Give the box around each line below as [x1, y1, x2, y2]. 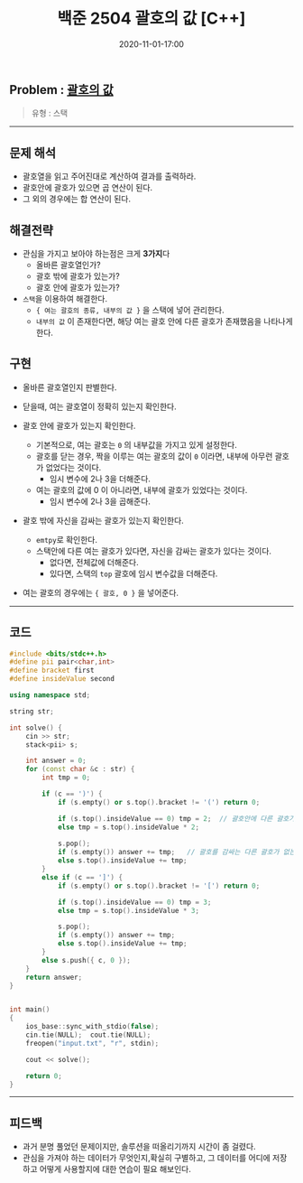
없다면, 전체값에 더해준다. [49, 556, 140, 567]
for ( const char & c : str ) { [25, 765, 135, 774]
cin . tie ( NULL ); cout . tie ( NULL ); [25, 1030, 151, 1039]
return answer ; [25, 973, 83, 982]
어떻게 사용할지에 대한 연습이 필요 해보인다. [39, 1164, 191, 1175]
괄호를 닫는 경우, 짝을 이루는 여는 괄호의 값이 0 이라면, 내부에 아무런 [35, 451, 273, 461]
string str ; [9, 706, 54, 716]
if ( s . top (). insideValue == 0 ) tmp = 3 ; [57, 898, 212, 907]
